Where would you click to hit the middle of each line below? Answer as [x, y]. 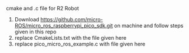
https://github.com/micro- [72, 19]
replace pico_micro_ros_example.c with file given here [80, 44]
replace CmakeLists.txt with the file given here [71, 38]
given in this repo [35, 32]
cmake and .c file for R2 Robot [42, 8]
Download [27, 19]
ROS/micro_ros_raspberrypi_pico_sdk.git [63, 26]
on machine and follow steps [149, 26]
